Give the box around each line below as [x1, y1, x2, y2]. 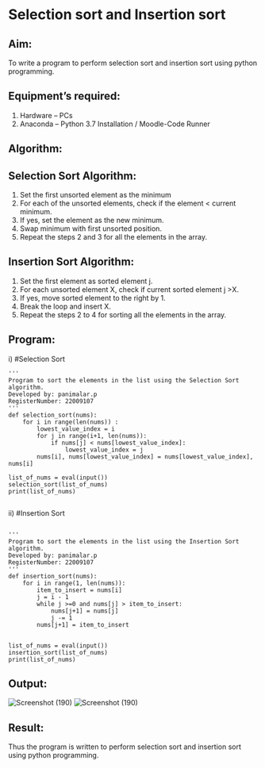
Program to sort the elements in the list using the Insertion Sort [8, 537, 240, 545]
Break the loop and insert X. [19, 301, 111, 311]
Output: [8, 677, 48, 691]
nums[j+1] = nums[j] [50, 607, 119, 615]
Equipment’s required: [8, 90, 121, 103]
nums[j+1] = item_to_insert [36, 620, 129, 628]
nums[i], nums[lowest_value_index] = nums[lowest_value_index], [36, 452, 254, 461]
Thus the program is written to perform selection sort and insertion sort [8, 742, 242, 751]
